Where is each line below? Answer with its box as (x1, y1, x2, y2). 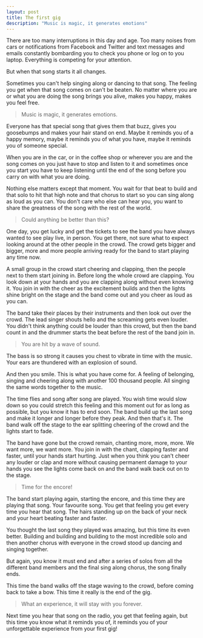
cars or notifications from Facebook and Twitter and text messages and (6, 43, 185, 50)
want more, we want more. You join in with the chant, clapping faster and (6, 446, 189, 453)
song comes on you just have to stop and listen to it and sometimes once (6, 160, 188, 168)
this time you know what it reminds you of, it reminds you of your (6, 619, 168, 626)
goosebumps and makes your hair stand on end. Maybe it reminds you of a (6, 129, 194, 137)
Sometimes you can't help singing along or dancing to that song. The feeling (6, 80, 197, 87)
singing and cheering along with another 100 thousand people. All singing (6, 377, 190, 385)
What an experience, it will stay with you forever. (21, 600, 143, 608)
